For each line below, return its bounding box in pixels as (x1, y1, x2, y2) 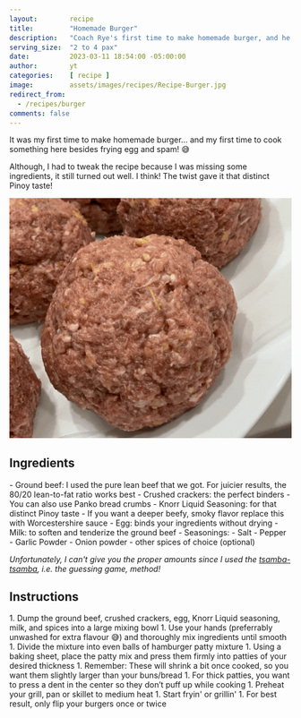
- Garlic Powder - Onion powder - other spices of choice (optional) (9, 536, 255, 547)
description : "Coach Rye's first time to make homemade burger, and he (9, 33, 291, 42)
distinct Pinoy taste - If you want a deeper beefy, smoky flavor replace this (9, 508, 285, 518)
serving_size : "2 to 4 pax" (9, 43, 118, 52)
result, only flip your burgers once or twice (9, 698, 168, 709)
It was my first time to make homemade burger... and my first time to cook (9, 134, 282, 145)
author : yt (9, 62, 78, 71)
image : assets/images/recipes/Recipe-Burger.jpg (9, 81, 227, 90)
